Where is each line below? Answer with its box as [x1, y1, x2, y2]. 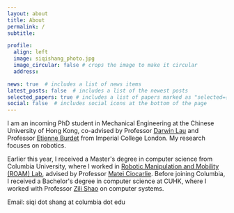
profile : [7, 42, 33, 49]
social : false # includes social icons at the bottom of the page [7, 100, 208, 107]
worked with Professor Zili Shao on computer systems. [7, 184, 164, 193]
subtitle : [7, 29, 36, 37]
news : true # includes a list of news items [7, 81, 141, 88]
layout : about [7, 10, 49, 17]
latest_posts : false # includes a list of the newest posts [7, 87, 189, 94]
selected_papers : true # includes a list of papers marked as [7, 93, 192, 101]
